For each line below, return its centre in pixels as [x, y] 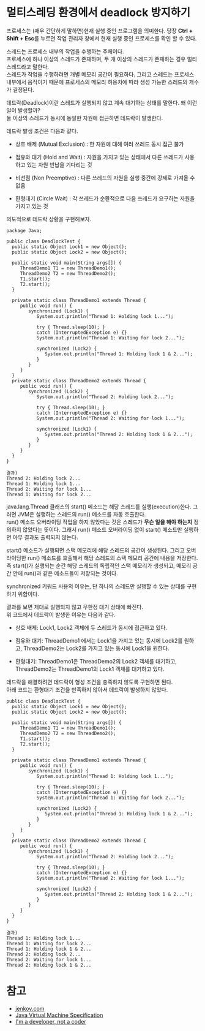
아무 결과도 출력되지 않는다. [45, 537]
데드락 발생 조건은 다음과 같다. [42, 131]
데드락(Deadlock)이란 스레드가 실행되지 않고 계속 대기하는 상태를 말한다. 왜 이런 [102, 102]
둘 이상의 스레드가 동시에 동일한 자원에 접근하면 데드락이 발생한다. [85, 118]
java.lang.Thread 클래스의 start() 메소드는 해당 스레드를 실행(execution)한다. [99, 507]
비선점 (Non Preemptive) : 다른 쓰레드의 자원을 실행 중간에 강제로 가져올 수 [105, 178]
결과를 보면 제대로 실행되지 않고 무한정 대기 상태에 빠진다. [75, 606]
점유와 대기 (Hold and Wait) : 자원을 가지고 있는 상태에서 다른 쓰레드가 [99, 157]
